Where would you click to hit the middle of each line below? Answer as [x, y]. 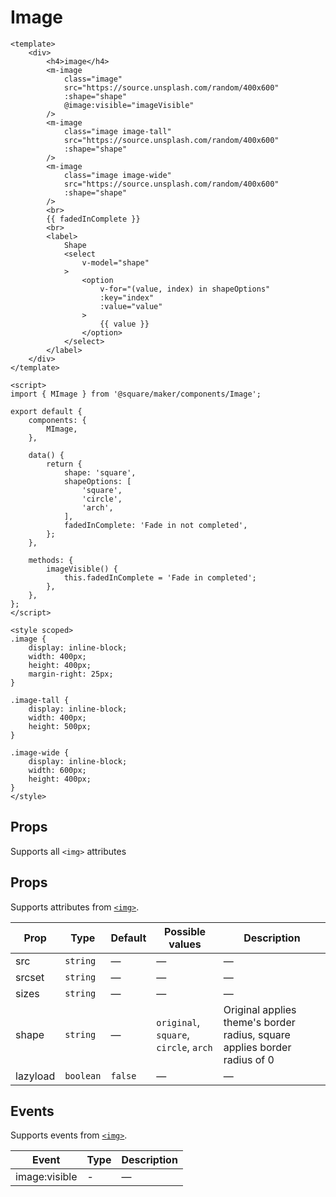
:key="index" [127, 297]
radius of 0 [249, 1059]
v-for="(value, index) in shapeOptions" [185, 289]
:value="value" [131, 306]
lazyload [35, 1076]
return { [64, 464]
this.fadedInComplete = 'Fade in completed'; [160, 577]
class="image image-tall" [117, 131]
